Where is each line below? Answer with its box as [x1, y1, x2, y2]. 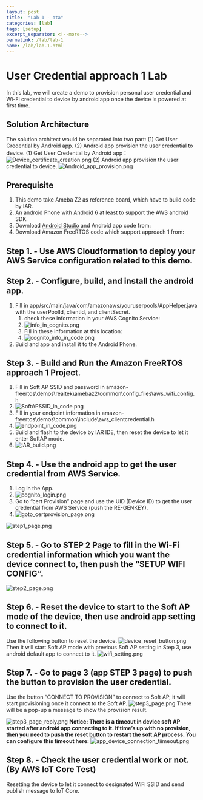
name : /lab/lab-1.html [6, 43, 64, 49]
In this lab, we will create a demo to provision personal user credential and [6, 89, 192, 96]
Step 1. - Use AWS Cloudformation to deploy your [6, 246, 196, 256]
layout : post [6, 8, 39, 15]
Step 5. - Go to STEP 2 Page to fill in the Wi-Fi [6, 540, 180, 550]
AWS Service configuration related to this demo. [6, 256, 193, 266]
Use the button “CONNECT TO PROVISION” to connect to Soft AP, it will [6, 693, 185, 700]
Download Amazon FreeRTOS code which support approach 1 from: [15, 228, 185, 236]
